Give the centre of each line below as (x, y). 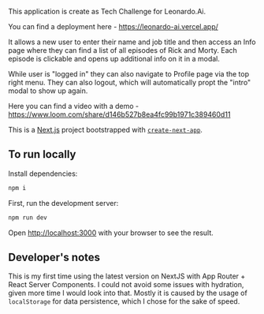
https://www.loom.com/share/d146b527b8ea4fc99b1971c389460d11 (119, 114)
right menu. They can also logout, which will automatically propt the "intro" (130, 82)
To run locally (42, 154)
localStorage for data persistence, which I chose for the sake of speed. (124, 301)
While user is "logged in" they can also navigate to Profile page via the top (129, 74)
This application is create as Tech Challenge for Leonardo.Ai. (107, 11)
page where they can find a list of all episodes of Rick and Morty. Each (123, 50)
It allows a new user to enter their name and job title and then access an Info (132, 42)
